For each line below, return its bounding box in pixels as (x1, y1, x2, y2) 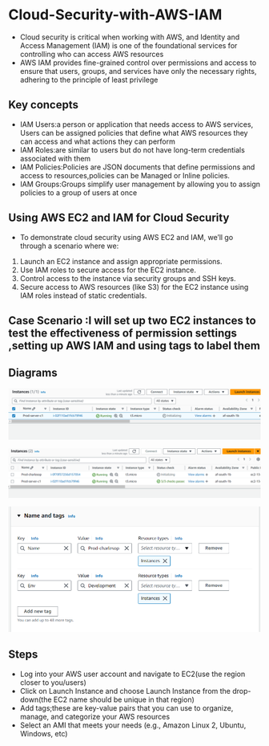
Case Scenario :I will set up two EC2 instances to (8, 313, 256, 327)
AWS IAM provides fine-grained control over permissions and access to (19, 58, 257, 67)
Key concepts (8, 98, 78, 112)
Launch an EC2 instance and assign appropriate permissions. (19, 256, 223, 266)
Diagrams (8, 366, 58, 380)
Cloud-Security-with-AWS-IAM (8, 6, 223, 24)
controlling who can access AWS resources (19, 49, 164, 59)
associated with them (19, 153, 91, 163)
